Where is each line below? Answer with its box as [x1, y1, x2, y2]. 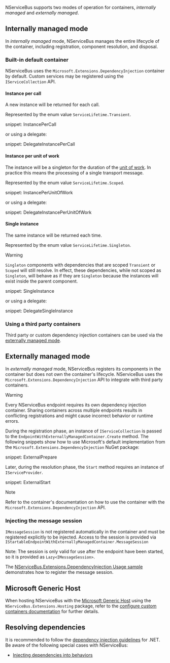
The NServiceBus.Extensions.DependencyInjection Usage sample [5, 564, 143, 570]
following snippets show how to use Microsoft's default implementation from [5, 439, 165, 445]
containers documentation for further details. [5, 608, 99, 614]
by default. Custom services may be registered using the [5, 73, 124, 80]
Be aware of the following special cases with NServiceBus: [5, 642, 128, 648]
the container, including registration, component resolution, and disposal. [5, 43, 158, 49]
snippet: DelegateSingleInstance [5, 308, 73, 314]
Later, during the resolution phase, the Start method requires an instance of [5, 464, 164, 470]
